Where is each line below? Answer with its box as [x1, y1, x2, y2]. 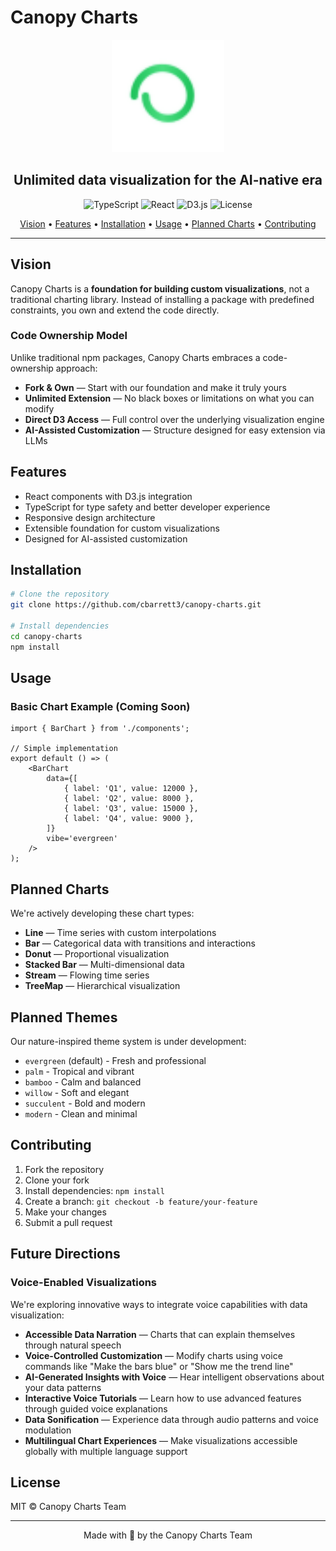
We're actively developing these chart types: [10, 907, 195, 920]
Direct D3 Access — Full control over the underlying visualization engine [24, 413, 325, 425]
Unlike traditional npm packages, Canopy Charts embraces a [10, 351, 261, 363]
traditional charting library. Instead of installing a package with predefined [10, 293, 315, 305]
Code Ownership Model [10, 329, 128, 343]
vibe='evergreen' [46, 834, 118, 844]
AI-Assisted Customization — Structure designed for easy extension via [24, 424, 326, 436]
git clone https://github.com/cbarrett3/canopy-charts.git [10, 600, 262, 610]
